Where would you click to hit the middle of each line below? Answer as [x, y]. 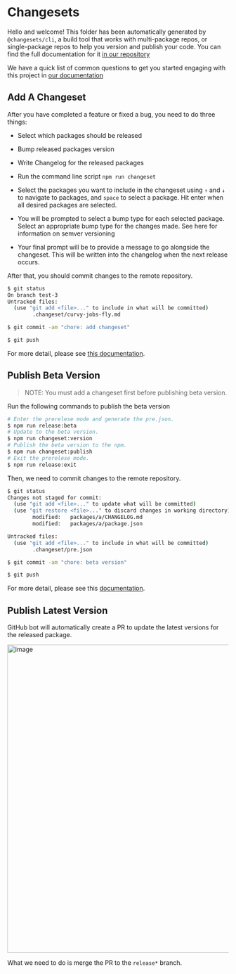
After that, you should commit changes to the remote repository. [100, 276]
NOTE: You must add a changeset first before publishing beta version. [126, 392]
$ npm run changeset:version [50, 439]
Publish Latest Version [58, 610]
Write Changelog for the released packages [80, 162]
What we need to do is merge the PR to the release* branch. [95, 963]
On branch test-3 [33, 295]
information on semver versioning [66, 233]
